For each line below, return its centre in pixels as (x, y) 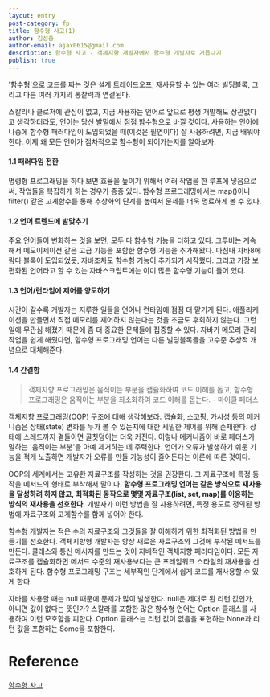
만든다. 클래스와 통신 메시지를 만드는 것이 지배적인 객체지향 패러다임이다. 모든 (129, 551)
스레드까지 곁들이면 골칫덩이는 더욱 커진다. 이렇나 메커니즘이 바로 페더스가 (139, 437)
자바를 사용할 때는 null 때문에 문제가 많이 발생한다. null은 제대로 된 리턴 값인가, (131, 598)
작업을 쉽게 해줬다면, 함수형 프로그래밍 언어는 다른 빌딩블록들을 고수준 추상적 (129, 340)
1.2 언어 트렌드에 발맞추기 (48, 221)
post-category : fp (39, 23)
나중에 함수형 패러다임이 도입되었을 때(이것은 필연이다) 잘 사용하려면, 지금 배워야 (134, 131)
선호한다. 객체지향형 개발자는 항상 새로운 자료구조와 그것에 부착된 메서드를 (145, 541)
